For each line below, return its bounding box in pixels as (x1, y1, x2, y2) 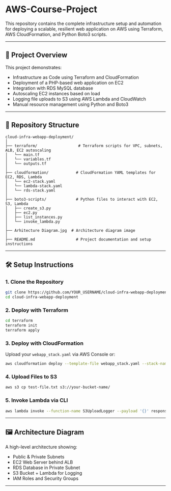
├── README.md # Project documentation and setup (5, 237, 152, 242)
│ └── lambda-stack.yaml (5, 183, 63, 188)
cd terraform (5, 318, 33, 323)
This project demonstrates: (5, 64, 62, 70)
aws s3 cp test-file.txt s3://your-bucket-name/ (5, 385, 110, 390)
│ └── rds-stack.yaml (5, 187, 56, 193)
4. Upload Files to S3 (5, 373, 58, 380)
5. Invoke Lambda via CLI (5, 397, 68, 404)
